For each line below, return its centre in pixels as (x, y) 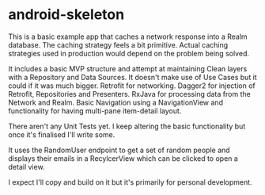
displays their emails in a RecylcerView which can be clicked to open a (123, 158)
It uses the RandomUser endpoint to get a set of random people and (119, 150)
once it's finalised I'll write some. (62, 134)
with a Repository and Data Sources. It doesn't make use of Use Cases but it (132, 77)
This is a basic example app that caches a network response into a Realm (128, 36)
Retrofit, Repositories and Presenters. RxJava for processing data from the (129, 94)
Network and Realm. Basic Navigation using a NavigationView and (116, 102)
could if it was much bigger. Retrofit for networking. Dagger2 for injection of (132, 86)
